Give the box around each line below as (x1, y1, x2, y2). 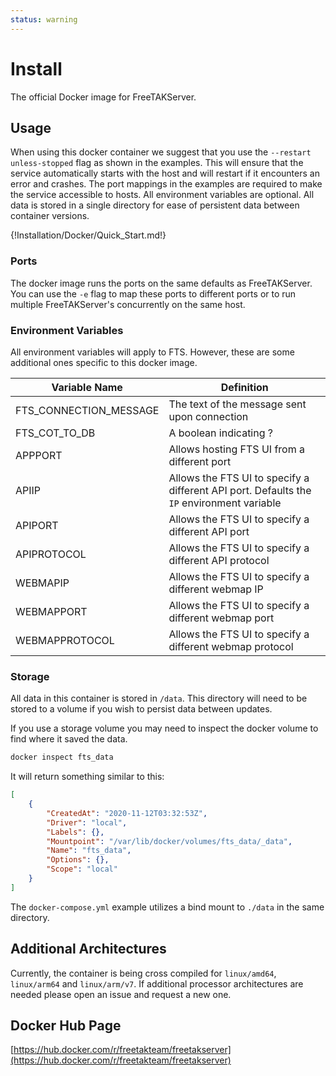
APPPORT (15, 448, 63, 462)
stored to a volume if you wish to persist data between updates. (10, 703, 273, 715)
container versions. (10, 210, 90, 222)
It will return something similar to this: (10, 771, 165, 783)
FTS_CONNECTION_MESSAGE (15, 403, 160, 417)
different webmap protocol (168, 639, 294, 653)
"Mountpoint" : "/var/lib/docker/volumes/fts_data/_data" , (46, 836, 293, 846)
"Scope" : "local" (46, 864, 118, 875)
